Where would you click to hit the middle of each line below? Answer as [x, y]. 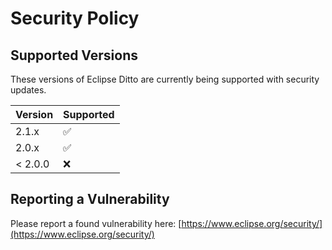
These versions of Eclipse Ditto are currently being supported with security [165, 79]
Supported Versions [74, 55]
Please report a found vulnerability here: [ [96, 223]
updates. [28, 90]
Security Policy [75, 18]
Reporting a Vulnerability [90, 199]
